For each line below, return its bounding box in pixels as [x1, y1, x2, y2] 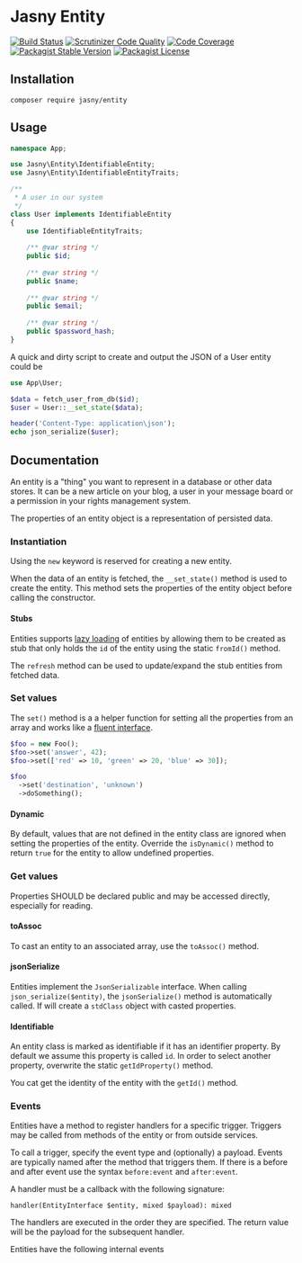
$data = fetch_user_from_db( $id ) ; [10, 394, 140, 404]
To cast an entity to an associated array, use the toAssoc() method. [10, 940, 260, 951]
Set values [10, 692, 58, 704]
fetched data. [10, 669, 60, 680]
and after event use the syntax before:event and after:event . [10, 1167, 239, 1178]
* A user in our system [13, 193, 103, 202]
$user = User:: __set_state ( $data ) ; [10, 403, 144, 412]
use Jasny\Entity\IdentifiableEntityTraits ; [10, 168, 180, 177]
